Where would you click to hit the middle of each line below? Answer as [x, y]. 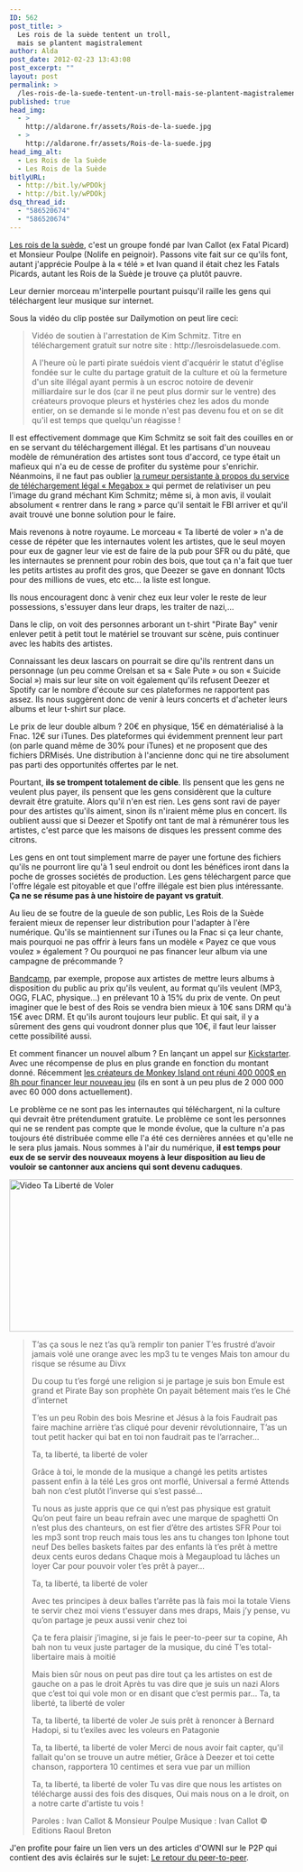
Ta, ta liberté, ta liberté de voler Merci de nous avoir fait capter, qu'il [157, 1748]
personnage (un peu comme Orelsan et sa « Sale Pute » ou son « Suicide [145, 670]
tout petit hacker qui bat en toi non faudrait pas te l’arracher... [145, 1436]
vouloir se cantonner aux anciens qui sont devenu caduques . [126, 1167]
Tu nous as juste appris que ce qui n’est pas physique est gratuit [151, 1508]
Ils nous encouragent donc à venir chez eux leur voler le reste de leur [138, 597]
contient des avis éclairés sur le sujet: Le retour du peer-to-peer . [129, 1857]
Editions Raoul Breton [71, 1830]
